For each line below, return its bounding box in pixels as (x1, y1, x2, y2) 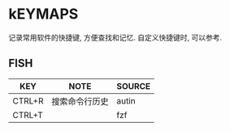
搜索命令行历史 (51, 95, 109, 107)
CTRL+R (12, 95, 44, 106)
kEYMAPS (8, 5, 79, 23)
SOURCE (116, 80, 151, 91)
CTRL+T (12, 109, 43, 120)
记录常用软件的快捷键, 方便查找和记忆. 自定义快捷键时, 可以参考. (8, 32, 222, 42)
